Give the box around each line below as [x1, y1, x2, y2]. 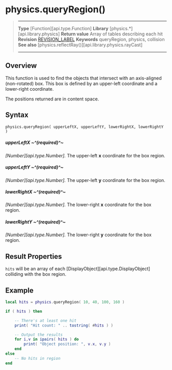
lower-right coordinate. [5, 86, 54, 92]
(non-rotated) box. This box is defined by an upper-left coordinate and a [5, 80, 158, 87]
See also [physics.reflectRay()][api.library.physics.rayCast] [17, 42, 143, 48]
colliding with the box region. [5, 271, 67, 277]
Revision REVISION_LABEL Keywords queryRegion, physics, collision [17, 36, 165, 42]
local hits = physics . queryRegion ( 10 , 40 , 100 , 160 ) [5, 300, 125, 305]
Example [5, 286, 34, 295]
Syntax [5, 111, 29, 119]
